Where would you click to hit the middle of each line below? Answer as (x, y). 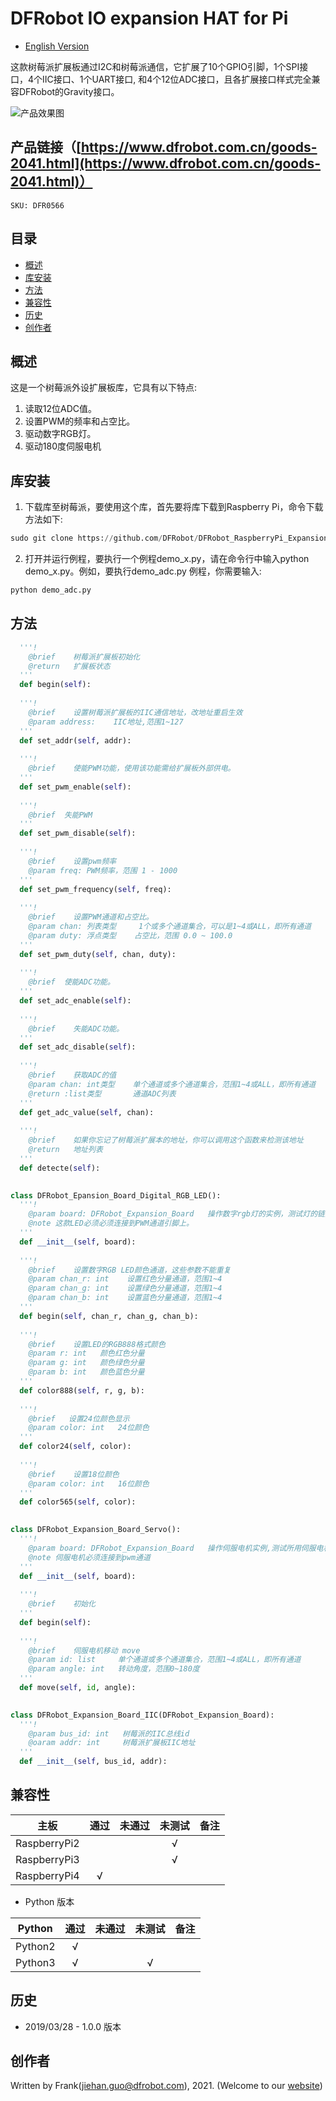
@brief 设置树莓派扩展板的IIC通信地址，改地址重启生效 (135, 712)
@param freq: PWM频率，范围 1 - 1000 (103, 870)
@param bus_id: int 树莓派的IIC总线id (109, 1733)
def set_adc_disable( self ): (78, 1047)
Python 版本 (49, 1901)
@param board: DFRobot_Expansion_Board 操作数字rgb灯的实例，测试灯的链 (176, 1214)
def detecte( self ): (60, 1168)
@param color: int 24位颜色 (89, 1428)
